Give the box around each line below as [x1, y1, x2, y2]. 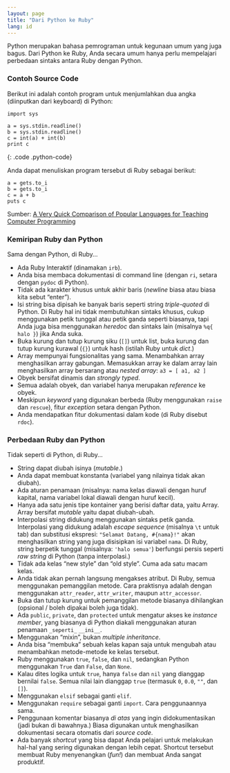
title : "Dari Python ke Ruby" [7, 17, 95, 24]
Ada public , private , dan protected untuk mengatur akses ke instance [17, 611, 218, 620]
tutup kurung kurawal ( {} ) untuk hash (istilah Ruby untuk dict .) [17, 344, 195, 353]
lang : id [7, 23, 32, 30]
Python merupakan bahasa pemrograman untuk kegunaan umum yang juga [7, 42, 222, 50]
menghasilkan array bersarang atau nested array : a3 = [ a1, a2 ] [17, 366, 207, 374]
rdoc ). [17, 418, 35, 426]
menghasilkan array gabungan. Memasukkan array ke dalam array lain [17, 359, 218, 367]
